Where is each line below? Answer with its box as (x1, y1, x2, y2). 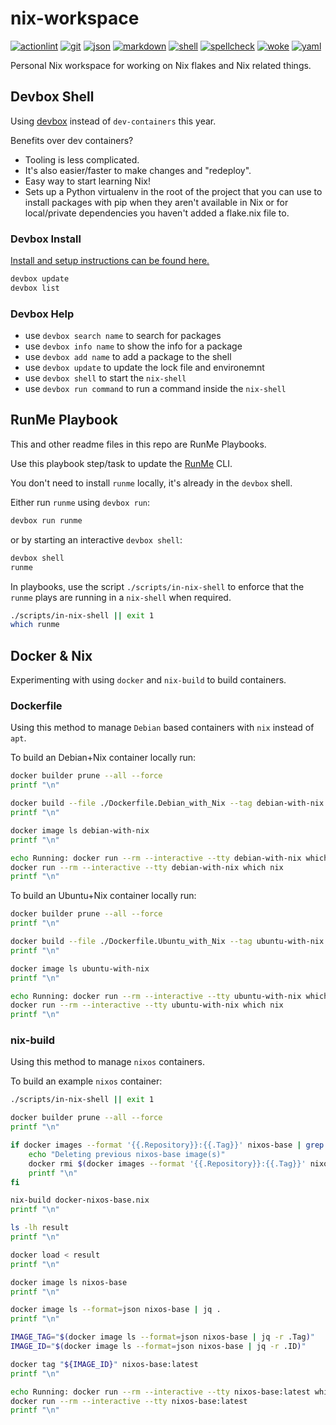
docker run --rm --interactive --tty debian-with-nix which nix (10, 862, 284, 872)
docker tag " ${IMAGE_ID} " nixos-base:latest (10, 1359, 199, 1369)
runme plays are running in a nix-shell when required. (10, 591, 232, 603)
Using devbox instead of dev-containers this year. (10, 115, 217, 127)
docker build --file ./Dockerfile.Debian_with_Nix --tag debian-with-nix (10, 798, 325, 809)
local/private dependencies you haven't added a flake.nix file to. (24, 207, 290, 219)
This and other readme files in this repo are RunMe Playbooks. (10, 438, 267, 450)
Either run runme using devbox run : (10, 496, 151, 508)
